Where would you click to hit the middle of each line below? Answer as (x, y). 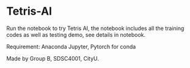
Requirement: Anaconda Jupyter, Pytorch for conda (71, 47)
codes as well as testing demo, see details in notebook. (76, 34)
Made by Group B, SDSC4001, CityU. (53, 58)
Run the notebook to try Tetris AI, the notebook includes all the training (95, 28)
